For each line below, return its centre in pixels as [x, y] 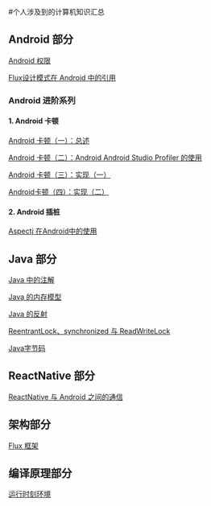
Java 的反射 [28, 314]
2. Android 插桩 [34, 212]
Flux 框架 [23, 446]
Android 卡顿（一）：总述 [49, 140]
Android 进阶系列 [42, 101]
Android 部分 [41, 40]
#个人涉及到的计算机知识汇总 [56, 12]
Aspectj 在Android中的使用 [53, 231]
